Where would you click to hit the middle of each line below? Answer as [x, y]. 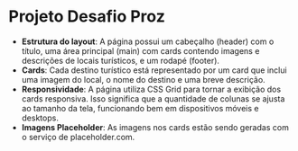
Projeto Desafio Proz [87, 17]
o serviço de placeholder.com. [78, 137]
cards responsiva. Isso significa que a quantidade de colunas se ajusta [153, 98]
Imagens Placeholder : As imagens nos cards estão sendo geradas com [155, 127]
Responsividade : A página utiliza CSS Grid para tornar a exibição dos [151, 89]
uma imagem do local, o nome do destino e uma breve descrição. [143, 79]
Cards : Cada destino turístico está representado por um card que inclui [154, 70]
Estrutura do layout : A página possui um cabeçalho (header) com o [148, 41]
